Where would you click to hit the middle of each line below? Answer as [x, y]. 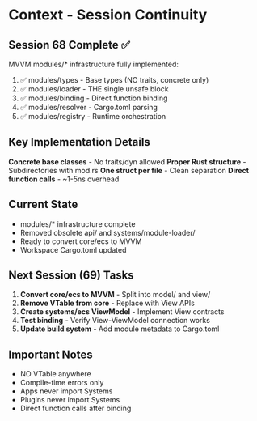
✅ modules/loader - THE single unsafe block [94, 89]
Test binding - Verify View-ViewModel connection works [115, 321]
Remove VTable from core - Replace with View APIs [107, 303]
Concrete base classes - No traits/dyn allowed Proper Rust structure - [127, 162]
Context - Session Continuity [108, 15]
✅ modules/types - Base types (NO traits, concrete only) [114, 80]
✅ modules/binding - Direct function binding [94, 98]
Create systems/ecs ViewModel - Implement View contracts [122, 312]
